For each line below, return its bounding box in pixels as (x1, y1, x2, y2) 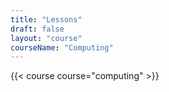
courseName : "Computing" (10, 42, 114, 53)
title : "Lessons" (10, 14, 83, 25)
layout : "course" (10, 33, 83, 43)
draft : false (10, 24, 65, 34)
